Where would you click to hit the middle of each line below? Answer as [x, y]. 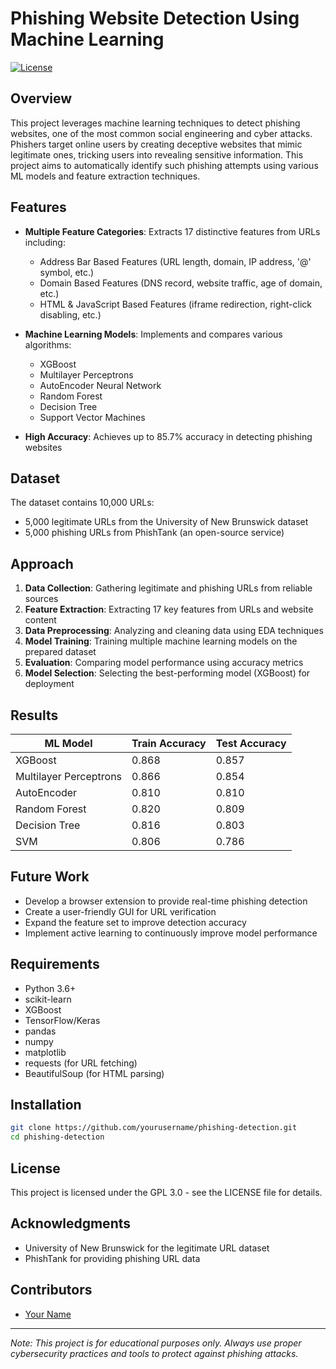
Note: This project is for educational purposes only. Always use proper [156, 1343]
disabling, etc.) [70, 314]
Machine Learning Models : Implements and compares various [153, 334]
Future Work [50, 877]
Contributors [51, 1290]
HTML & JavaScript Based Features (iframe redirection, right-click [176, 304]
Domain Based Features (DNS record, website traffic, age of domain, [181, 283]
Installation [46, 1105]
